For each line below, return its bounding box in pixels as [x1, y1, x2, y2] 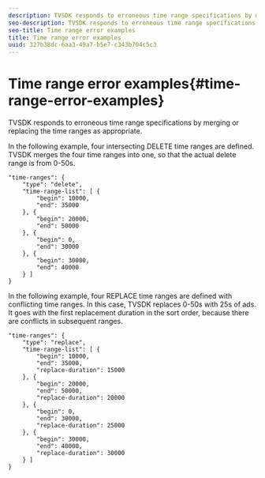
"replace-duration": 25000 [36, 422, 125, 430]
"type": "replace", [22, 339, 87, 347]
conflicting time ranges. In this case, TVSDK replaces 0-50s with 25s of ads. [8, 299, 256, 309]
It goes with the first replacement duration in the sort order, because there [8, 308, 249, 318]
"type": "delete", [22, 181, 83, 189]
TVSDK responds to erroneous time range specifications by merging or [8, 118, 239, 127]
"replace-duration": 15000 [36, 367, 125, 374]
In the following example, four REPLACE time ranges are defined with [8, 292, 233, 301]
